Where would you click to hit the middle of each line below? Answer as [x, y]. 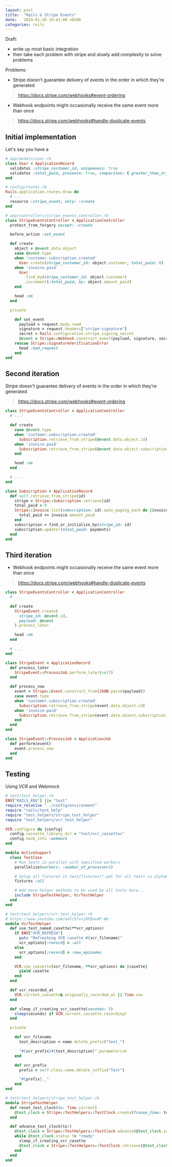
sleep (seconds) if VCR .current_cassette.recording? [71, 1014]
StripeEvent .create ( [36, 611]
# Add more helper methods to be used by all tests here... [80, 891]
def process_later [30, 668]
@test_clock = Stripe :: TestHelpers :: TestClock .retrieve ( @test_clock [93, 1145]
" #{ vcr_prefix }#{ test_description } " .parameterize [73, 1051]
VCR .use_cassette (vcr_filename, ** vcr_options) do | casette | [81, 966]
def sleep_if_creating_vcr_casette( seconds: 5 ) [62, 1009]
